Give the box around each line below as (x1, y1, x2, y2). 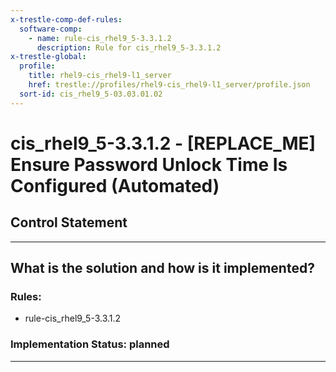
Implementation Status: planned (10, 337, 170, 351)
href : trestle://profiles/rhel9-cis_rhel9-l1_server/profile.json (28, 80, 311, 90)
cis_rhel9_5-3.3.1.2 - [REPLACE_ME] (10, 132, 317, 155)
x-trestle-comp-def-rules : (10, 14, 123, 25)
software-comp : (19, 24, 83, 34)
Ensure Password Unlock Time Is (10, 153, 288, 176)
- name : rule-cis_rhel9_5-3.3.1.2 (28, 33, 172, 43)
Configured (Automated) (10, 174, 220, 197)
